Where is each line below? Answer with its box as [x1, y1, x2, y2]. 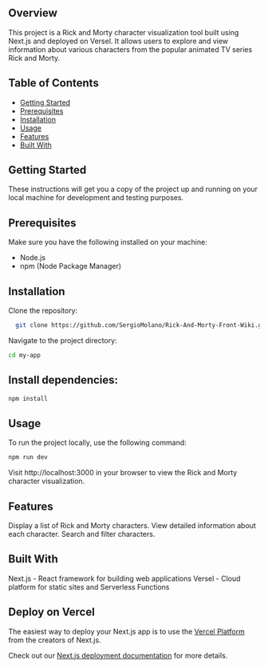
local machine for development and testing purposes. [8, 193, 184, 202]
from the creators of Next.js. [8, 635, 101, 645]
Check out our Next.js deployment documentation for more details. [8, 650, 228, 660]
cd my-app [8, 351, 41, 359]
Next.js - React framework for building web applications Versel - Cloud [8, 574, 241, 583]
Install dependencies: [8, 374, 118, 387]
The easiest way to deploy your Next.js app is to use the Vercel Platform [8, 626, 246, 636]
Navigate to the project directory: [8, 335, 117, 345]
